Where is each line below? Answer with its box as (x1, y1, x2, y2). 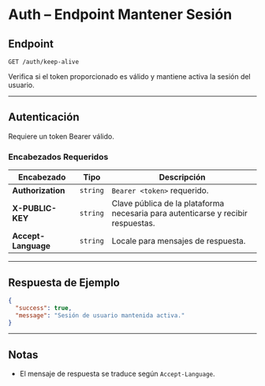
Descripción (159, 172, 206, 183)
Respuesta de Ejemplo (8, 275, 120, 289)
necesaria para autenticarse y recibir (111, 208, 248, 219)
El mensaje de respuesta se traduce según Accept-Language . (19, 369, 215, 379)
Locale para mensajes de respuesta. (111, 236, 246, 247)
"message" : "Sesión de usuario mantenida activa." (15, 311, 185, 320)
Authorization (12, 185, 65, 196)
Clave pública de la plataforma (111, 198, 225, 209)
